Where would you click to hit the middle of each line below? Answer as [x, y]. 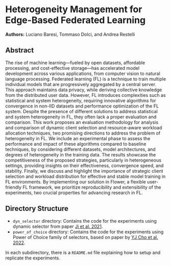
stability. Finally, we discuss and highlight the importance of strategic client [84, 171]
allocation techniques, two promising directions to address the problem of [83, 133]
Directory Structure [37, 209]
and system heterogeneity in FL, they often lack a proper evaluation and [81, 117]
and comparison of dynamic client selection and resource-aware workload [84, 127]
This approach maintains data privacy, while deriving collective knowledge [84, 90]
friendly [14, 187]
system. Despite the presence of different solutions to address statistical [82, 111]
